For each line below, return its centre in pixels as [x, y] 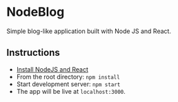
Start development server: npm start [68, 84]
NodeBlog [36, 12]
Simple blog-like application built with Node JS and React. [89, 31]
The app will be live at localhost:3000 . [71, 91]
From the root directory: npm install [68, 76]
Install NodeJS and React [52, 69]
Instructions [33, 53]
